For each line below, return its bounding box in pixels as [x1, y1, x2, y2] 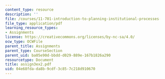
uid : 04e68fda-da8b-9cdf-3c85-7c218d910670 [5, 67, 96, 72]
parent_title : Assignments [5, 44, 60, 49]
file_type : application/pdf [5, 21, 63, 26]
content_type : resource [5, 7, 54, 12]
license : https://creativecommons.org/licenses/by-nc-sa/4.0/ [5, 35, 135, 40]
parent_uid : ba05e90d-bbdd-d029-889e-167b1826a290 [5, 53, 111, 58]
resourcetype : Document [5, 57, 54, 62]
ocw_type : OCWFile [5, 39, 43, 44]
